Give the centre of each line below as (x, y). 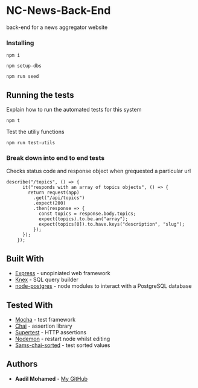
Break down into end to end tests (56, 157)
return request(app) (54, 193)
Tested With (30, 305)
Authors (22, 364)
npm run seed (23, 77)
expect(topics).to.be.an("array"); (83, 219)
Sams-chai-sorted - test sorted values (62, 345)
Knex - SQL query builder (46, 280)
